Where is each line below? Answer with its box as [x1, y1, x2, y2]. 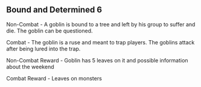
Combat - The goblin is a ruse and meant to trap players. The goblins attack [6, 38, 195, 46]
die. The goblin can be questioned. [6, 27, 93, 34]
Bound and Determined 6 [6, 5, 103, 15]
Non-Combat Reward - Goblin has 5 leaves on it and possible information [6, 56, 188, 64]
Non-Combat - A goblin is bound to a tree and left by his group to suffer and [6, 20, 196, 28]
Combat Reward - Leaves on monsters [6, 74, 103, 82]
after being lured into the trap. [6, 45, 81, 52]
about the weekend [6, 63, 54, 70]
